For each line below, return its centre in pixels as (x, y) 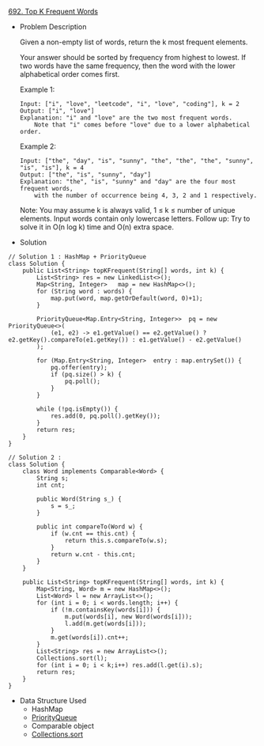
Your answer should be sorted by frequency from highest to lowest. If (133, 57)
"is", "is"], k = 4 (52, 168)
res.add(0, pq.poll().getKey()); (105, 416)
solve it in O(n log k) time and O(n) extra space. (96, 227)
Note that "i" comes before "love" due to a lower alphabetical (142, 125)
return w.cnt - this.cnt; (93, 555)
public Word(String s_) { (79, 499)
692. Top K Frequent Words (53, 11)
